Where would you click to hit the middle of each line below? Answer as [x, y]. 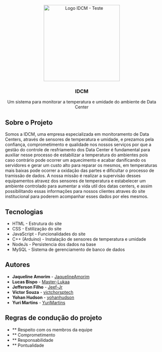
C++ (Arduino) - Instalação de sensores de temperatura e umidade [79, 239]
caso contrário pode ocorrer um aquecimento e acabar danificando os [76, 160]
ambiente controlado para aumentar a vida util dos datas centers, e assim [79, 186]
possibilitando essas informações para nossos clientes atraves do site [75, 191]
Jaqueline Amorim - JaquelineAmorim [51, 276]
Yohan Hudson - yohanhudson [43, 297]
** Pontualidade [28, 345]
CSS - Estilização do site [37, 228]
